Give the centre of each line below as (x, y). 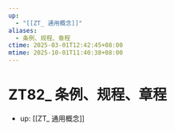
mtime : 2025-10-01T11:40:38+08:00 (66, 53)
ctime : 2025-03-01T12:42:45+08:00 (66, 46)
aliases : (23, 30)
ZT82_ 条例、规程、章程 (88, 95)
